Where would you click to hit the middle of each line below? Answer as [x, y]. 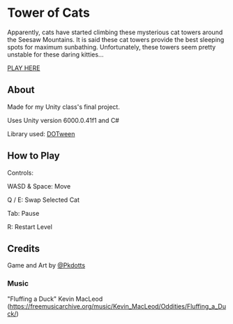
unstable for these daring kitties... [55, 54]
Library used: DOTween [41, 133]
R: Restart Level [30, 227]
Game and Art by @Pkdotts [46, 265]
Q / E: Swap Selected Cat [44, 200]
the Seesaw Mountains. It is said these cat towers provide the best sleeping [116, 39]
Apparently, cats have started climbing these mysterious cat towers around [115, 32]
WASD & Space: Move [39, 186]
